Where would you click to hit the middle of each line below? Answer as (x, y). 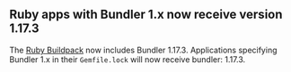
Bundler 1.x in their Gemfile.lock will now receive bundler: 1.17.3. (128, 59)
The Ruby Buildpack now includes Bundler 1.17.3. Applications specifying (143, 50)
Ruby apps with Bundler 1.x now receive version (146, 15)
